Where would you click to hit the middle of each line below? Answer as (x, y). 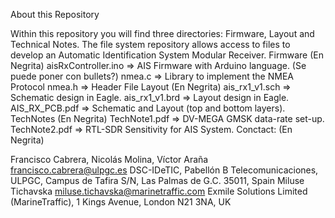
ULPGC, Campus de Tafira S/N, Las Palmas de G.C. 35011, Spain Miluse (157, 180)
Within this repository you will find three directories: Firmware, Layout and (162, 33)
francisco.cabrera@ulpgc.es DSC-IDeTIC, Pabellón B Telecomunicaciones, (164, 170)
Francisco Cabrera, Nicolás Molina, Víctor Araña (109, 159)
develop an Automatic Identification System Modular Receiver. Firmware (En (167, 55)
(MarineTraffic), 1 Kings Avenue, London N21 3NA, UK (121, 202)
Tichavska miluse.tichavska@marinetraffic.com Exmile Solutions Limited (159, 191)
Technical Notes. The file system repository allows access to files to (150, 44)
